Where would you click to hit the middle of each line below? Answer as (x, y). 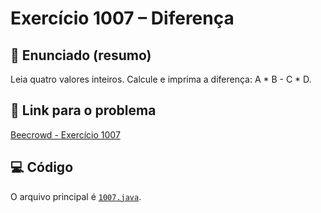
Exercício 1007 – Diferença (122, 18)
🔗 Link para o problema (83, 110)
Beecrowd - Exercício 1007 (65, 134)
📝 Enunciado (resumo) (81, 55)
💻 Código (42, 167)
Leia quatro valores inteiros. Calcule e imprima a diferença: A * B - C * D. (161, 79)
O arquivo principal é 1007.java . (76, 196)
